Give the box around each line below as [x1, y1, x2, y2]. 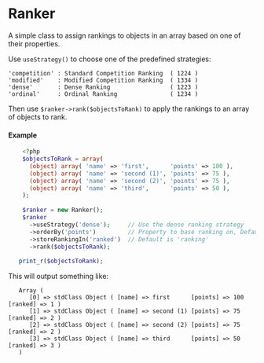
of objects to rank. [8, 112, 68, 122]
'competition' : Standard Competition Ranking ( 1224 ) [8, 69, 199, 77]
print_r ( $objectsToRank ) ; [18, 257, 104, 266]
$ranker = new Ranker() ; [22, 206, 104, 214]
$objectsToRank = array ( [22, 155, 104, 163]
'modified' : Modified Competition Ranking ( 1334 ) [8, 76, 199, 84]
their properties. [8, 38, 60, 48]
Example [8, 130, 38, 140]
